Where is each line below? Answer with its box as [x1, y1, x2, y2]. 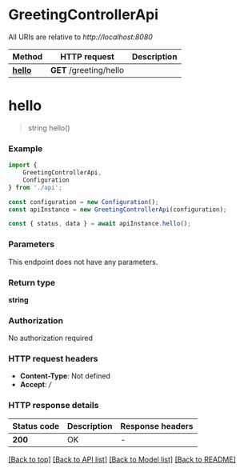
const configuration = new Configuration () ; [8, 198, 159, 206]
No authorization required [8, 334, 94, 343]
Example [8, 142, 43, 154]
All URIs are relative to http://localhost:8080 [8, 32, 154, 42]
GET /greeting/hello [50, 64, 125, 75]
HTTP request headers [8, 354, 98, 365]
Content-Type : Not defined [19, 371, 110, 381]
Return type [8, 277, 56, 288]
